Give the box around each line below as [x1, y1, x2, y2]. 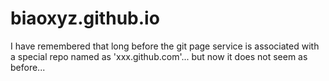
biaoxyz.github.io [10, 7, 160, 30]
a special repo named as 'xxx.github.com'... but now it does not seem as [10, 50, 308, 62]
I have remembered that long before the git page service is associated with [10, 40, 320, 52]
